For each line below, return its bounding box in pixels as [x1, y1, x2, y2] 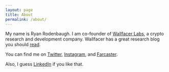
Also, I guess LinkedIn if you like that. [5, 61, 84, 67]
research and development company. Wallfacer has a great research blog [5, 36, 160, 42]
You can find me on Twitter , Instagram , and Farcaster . [5, 51, 118, 57]
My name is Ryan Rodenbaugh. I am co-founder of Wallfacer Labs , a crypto [5, 31, 164, 37]
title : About [5, 12, 33, 17]
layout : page [5, 7, 33, 13]
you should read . [5, 42, 41, 48]
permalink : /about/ [5, 17, 47, 22]
